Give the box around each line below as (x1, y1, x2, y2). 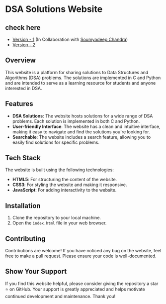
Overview (5, 56, 36, 65)
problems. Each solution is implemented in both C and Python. (12, 118, 140, 124)
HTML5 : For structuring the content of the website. (12, 177, 117, 183)
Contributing (5, 234, 46, 243)
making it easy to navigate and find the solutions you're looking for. (12, 128, 150, 135)
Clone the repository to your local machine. (12, 215, 101, 221)
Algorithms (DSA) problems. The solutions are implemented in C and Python (5, 75, 161, 81)
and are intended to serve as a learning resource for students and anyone (5, 80, 156, 86)
